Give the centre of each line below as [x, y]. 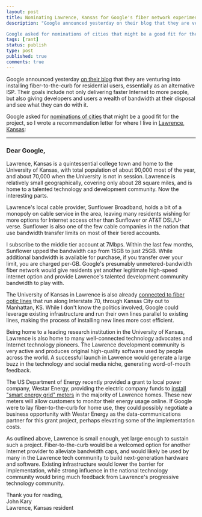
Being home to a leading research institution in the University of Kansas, [96, 331]
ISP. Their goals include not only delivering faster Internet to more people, [98, 92]
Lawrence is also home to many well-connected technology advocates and [99, 338]
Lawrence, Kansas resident [40, 507]
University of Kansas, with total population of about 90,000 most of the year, [101, 170]
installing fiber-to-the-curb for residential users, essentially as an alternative [101, 86]
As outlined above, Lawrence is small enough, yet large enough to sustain [98, 438]
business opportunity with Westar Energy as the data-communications [94, 414]
